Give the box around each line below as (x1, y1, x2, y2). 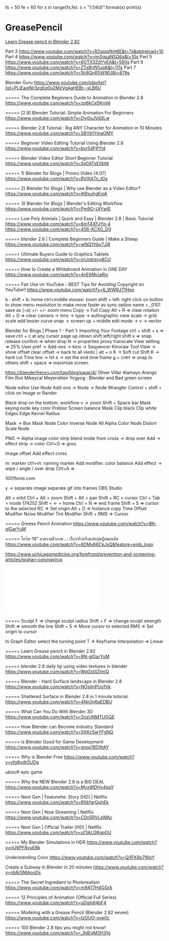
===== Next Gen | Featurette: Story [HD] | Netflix (5, 793, 108, 800)
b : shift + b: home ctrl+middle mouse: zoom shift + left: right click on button (5, 296, 163, 302)
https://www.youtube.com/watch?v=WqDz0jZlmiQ (5, 668, 109, 675)
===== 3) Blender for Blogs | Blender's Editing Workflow (5, 200, 123, 206)
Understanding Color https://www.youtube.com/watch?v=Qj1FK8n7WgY (5, 854, 155, 860)
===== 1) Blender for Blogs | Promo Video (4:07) (5, 170, 107, 176)
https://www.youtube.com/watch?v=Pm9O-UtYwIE (5, 206, 111, 212)
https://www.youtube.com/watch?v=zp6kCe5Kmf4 (5, 100, 111, 106)
